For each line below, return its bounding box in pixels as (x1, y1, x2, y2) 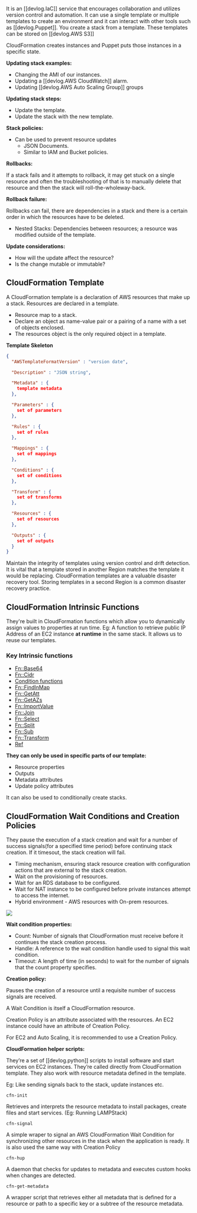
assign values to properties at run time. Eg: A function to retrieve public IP (6, 624, 186, 631)
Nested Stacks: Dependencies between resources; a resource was (14, 225, 177, 232)
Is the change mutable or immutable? (14, 261, 105, 268)
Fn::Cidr (14, 671, 34, 678)
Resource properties (14, 764, 65, 771)
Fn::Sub (14, 728, 34, 735)
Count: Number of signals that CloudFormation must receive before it (14, 932, 183, 939)
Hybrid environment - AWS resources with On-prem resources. (14, 898, 169, 906)
